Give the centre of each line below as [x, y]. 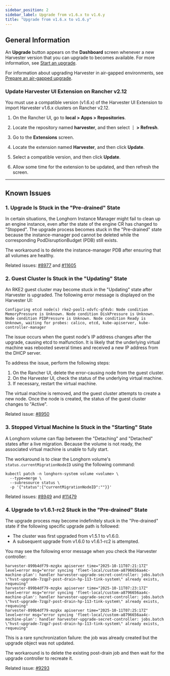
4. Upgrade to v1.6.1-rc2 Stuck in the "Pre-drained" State [76, 510]
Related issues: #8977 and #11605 [41, 265]
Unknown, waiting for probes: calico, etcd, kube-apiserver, [71, 323]
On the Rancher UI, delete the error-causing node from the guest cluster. [88, 373]
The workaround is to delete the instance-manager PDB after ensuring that [83, 250]
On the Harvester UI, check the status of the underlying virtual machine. [88, 378]
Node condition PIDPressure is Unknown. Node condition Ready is [75, 319]
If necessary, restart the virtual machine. [55, 384]
